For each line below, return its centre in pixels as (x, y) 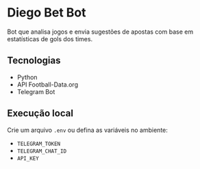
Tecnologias (34, 61)
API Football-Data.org (48, 84)
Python (27, 77)
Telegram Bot (36, 91)
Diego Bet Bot (47, 13)
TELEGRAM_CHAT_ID (42, 151)
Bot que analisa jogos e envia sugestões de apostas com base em (100, 32)
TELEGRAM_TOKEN (39, 144)
